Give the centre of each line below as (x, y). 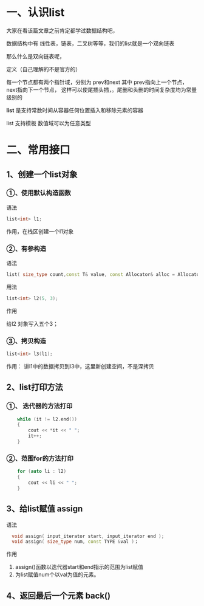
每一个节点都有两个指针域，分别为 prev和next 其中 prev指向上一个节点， (97, 82)
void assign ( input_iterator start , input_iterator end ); (88, 536)
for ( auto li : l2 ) (42, 472)
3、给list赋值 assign (45, 509)
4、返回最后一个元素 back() (59, 595)
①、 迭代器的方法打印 (39, 406)
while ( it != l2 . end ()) (47, 419)
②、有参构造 (26, 249)
